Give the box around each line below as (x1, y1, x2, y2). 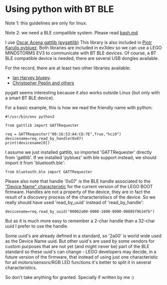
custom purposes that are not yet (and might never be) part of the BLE (5, 243, 150, 249)
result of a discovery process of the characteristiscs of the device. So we (5, 194, 156, 200)
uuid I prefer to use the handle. (5, 223, 69, 229)
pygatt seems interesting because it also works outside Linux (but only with (5, 89, 160, 95)
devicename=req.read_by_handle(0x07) (5, 136, 84, 141)
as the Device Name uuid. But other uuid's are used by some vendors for (5, 238, 155, 244)
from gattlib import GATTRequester (5, 123, 79, 128)
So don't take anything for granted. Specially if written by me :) (5, 274, 135, 280)
